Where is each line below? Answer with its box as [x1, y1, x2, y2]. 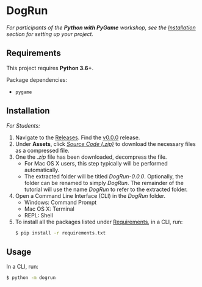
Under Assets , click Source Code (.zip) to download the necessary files [15, 140, 197, 147]
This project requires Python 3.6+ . [6, 64, 93, 71]
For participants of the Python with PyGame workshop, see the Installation [6, 24, 197, 31]
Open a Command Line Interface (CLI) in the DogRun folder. [15, 192, 166, 199]
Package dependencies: [6, 76, 67, 83]
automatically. [24, 166, 60, 173]
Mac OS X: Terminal [24, 205, 74, 213]
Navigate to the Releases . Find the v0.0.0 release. [15, 134, 140, 141]
